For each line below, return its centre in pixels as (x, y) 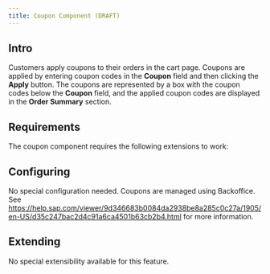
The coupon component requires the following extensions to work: (119, 146)
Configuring (39, 172)
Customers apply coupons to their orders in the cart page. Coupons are (127, 67)
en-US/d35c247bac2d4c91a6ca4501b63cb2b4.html (95, 217)
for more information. (219, 217)
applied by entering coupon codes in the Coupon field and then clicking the (133, 76)
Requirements (44, 127)
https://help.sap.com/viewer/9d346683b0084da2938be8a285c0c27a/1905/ (135, 208)
